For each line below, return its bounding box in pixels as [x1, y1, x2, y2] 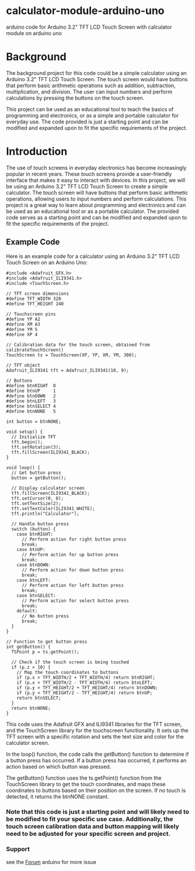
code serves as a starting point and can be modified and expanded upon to [6, 214, 187, 221]
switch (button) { [11, 526, 57, 532]
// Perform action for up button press [21, 552, 119, 557]
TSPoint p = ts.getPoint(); [11, 649, 80, 655]
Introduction [6, 145, 68, 159]
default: [16, 608, 38, 614]
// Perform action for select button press [21, 598, 130, 604]
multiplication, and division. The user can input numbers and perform [6, 88, 172, 95]
